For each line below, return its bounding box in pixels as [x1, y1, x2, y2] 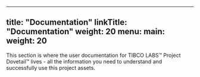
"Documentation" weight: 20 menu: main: [6, 27, 165, 37]
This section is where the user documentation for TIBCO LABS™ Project [6, 52, 181, 59]
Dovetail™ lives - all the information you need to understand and [6, 57, 162, 65]
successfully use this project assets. [6, 64, 95, 71]
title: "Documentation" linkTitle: [6, 17, 127, 27]
